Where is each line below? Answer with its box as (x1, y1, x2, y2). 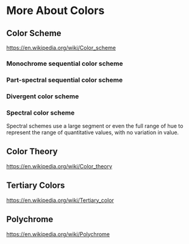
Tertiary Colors (6, 181, 65, 191)
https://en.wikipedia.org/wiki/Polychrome (6, 230, 110, 238)
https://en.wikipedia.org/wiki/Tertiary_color (6, 196, 115, 204)
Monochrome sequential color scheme (6, 59, 123, 68)
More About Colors (6, 4, 105, 18)
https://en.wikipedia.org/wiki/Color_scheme (6, 44, 116, 51)
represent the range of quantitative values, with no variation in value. (6, 129, 179, 136)
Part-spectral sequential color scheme (6, 76, 123, 84)
